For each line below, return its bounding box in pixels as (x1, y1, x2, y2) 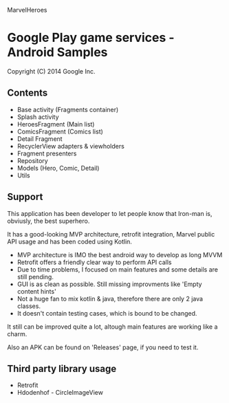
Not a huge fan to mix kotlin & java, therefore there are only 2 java (17, 294, 204, 303)
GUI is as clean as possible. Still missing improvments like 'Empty (17, 280, 202, 288)
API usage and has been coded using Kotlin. (7, 237, 133, 246)
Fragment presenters (17, 149, 77, 157)
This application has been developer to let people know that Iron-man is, (7, 209, 212, 217)
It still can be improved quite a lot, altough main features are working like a (7, 323, 218, 331)
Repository (17, 156, 48, 164)
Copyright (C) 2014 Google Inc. (7, 67, 96, 75)
